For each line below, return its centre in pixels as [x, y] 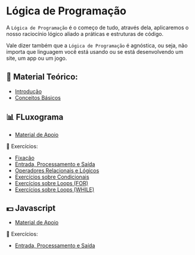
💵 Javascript [31, 208]
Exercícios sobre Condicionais [52, 177]
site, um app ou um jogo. [37, 58]
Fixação [24, 158]
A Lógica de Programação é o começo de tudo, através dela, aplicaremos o [97, 27]
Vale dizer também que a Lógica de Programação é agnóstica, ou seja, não [97, 45]
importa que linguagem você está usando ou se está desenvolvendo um [95, 51]
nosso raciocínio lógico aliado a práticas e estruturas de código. [85, 33]
